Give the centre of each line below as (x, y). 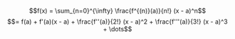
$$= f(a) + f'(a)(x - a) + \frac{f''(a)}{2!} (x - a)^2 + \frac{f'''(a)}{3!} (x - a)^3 (117, 22)
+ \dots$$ (117, 29)
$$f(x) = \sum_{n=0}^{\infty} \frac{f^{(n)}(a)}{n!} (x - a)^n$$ (117, 11)
